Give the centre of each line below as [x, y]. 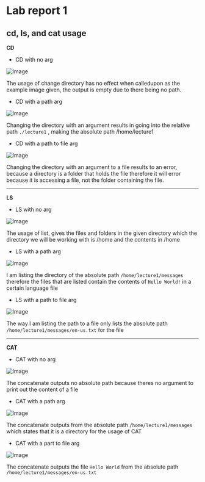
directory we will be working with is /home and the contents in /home [93, 239]
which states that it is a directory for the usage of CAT [74, 431]
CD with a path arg [39, 102]
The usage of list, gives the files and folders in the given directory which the [102, 233]
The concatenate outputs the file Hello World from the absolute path [92, 467]
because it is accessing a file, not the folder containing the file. [85, 180]
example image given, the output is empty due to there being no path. [94, 90]
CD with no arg [34, 59]
